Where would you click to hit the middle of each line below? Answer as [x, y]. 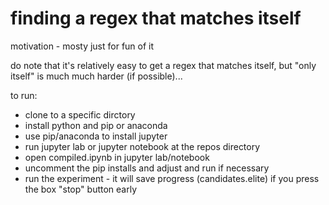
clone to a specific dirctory [80, 114]
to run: [24, 95]
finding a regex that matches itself [156, 18]
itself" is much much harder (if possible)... [96, 76]
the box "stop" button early [81, 189]
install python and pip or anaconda [96, 125]
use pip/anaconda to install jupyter [96, 136]
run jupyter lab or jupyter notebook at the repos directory [142, 146]
